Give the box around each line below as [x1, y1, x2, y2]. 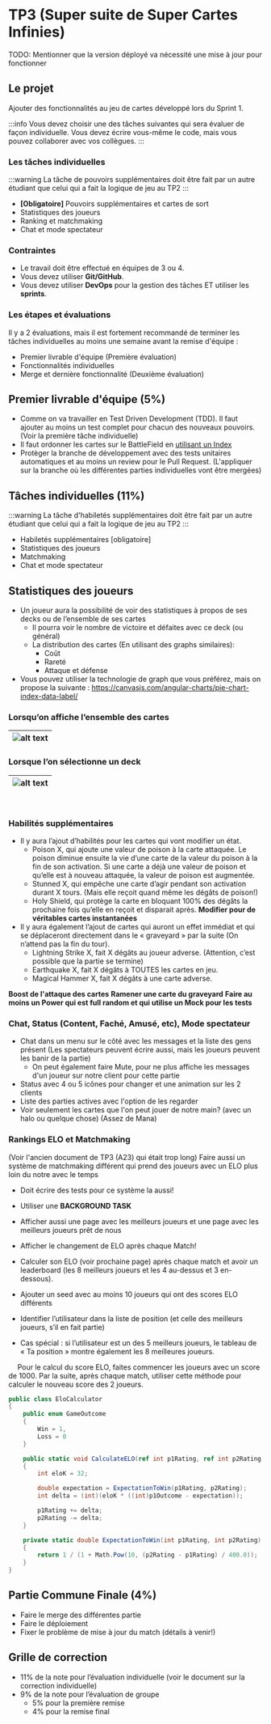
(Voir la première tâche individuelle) [19, 431, 139, 441]
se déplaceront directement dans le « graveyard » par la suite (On [19, 930, 239, 940]
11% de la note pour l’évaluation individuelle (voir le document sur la [19, 1672, 245, 1682]
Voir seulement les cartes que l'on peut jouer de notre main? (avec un [19, 1105, 252, 1115]
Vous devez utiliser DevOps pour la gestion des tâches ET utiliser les [19, 281, 250, 290]
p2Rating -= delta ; [37, 1514, 103, 1522]
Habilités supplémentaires [8, 817, 115, 828]
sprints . [19, 289, 47, 299]
